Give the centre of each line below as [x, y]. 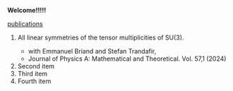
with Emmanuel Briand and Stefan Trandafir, [92, 51]
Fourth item [34, 81]
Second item [36, 66]
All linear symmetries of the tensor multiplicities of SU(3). [101, 37]
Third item [32, 74]
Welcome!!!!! [27, 10]
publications [25, 24]
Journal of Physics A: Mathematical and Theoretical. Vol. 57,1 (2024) [127, 59]
